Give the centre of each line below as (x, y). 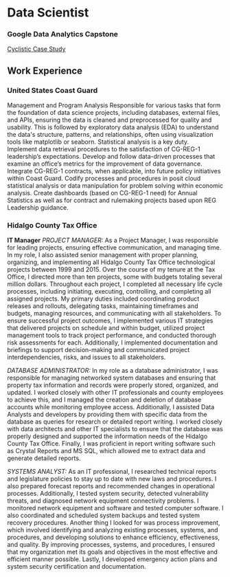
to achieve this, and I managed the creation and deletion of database (104, 400)
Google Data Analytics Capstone (63, 34)
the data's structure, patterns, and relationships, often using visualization (111, 135)
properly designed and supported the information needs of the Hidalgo (107, 436)
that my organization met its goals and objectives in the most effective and (113, 552)
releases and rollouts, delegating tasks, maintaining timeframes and (103, 306)
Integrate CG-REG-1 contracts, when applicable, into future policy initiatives (114, 171)
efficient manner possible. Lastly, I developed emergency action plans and (112, 559)
